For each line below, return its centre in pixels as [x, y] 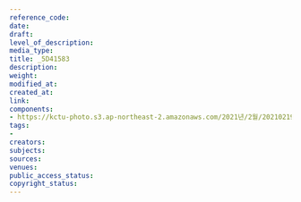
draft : [21, 34]
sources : [26, 159]
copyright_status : [43, 184]
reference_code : [39, 17]
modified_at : [34, 84]
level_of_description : [52, 42]
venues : [24, 167]
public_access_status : [52, 175]
